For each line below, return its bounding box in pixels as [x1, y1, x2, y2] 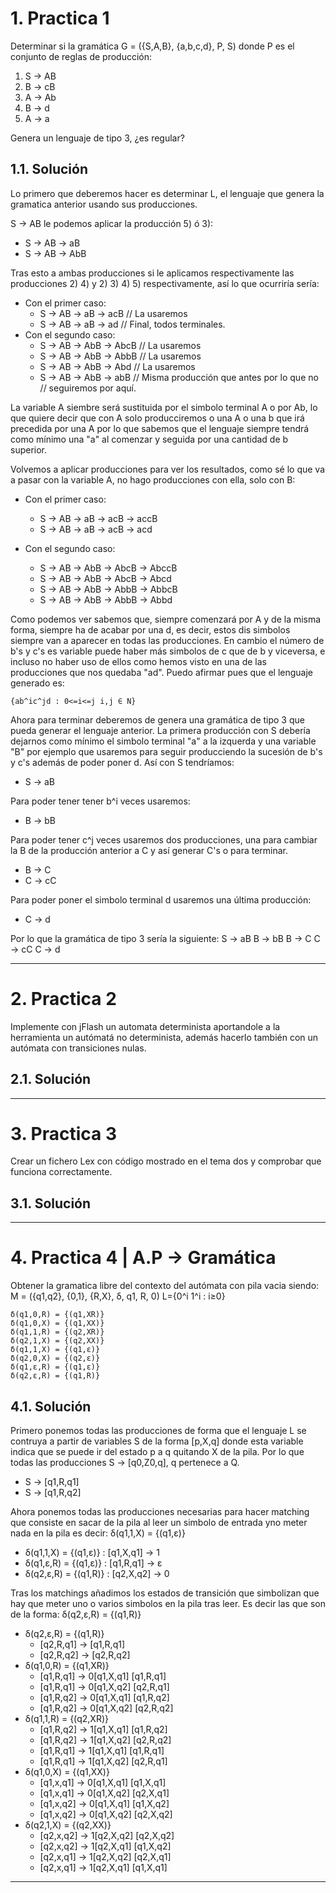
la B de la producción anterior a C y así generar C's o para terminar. [10, 844, 289, 856]
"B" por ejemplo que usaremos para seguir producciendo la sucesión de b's [10, 745, 323, 757]
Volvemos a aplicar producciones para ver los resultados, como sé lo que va [10, 463, 325, 475]
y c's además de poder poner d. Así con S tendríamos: [10, 756, 235, 768]
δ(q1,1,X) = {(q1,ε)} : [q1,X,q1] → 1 [24, 1547, 160, 1558]
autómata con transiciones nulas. [10, 1042, 147, 1054]
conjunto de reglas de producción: [10, 50, 153, 62]
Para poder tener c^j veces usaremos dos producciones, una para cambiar [10, 833, 318, 846]
